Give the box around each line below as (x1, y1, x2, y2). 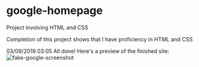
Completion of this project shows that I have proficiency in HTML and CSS (6, 35, 194, 43)
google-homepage (6, 4, 103, 18)
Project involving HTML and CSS (6, 24, 89, 31)
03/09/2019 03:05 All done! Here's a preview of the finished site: (6, 47, 170, 55)
